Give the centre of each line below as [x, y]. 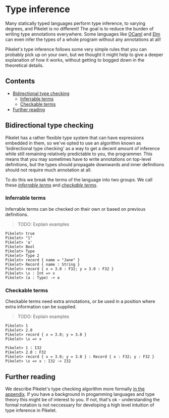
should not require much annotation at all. [48, 170]
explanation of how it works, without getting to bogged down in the [75, 60]
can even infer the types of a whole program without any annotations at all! [83, 39]
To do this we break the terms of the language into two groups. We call [79, 179]
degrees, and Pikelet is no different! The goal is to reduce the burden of [79, 28]
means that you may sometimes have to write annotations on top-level [78, 159]
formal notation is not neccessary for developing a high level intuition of [80, 405]
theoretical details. [24, 65]
